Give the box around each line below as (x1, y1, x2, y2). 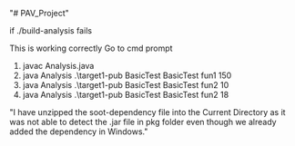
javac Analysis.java (22, 61, 95, 71)
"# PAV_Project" (9, 8, 70, 18)
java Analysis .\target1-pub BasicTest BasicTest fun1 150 (22, 70, 232, 81)
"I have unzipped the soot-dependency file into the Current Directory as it (9, 107, 286, 117)
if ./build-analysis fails (9, 25, 93, 35)
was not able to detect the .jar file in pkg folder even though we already (9, 117, 277, 127)
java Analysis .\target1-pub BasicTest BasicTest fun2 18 (22, 90, 229, 100)
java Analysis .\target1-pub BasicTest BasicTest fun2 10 (22, 80, 229, 90)
